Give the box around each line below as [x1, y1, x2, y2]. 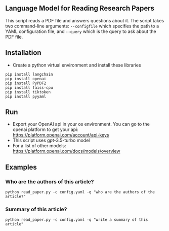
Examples [5, 162, 37, 172]
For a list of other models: [12, 143, 66, 149]
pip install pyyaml [5, 94, 47, 99]
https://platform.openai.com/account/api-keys [12, 132, 109, 138]
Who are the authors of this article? [5, 178, 94, 185]
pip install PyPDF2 [5, 81, 47, 86]
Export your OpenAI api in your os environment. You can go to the [12, 121, 150, 127]
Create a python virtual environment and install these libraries [12, 62, 141, 68]
